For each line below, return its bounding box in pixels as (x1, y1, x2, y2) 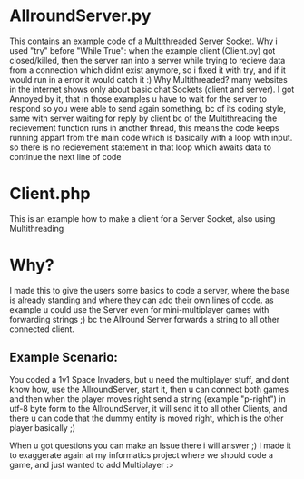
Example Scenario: (9, 350, 118, 365)
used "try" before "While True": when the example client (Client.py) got (9, 45, 276, 55)
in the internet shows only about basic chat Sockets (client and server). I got (9, 84, 295, 95)
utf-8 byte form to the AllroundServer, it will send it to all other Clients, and (9, 403, 288, 414)
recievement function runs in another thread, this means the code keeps (9, 122, 279, 133)
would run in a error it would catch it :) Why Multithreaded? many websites (9, 74, 288, 85)
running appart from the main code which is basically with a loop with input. (9, 132, 293, 143)
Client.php (9, 184, 91, 205)
